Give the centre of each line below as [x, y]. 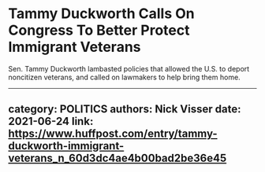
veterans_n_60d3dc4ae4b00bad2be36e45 [118, 158]
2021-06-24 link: [51, 121]
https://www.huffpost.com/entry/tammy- [113, 134]
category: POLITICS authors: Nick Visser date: [125, 110]
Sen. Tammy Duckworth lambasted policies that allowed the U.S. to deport [129, 68]
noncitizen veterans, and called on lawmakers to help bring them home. [124, 77]
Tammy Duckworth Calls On [101, 14]
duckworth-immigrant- [66, 146]
